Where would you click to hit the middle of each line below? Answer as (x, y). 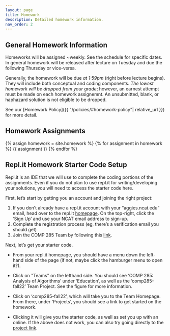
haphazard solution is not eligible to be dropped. (56, 100)
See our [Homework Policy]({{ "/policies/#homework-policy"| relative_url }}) (85, 110)
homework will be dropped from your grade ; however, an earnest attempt (82, 89)
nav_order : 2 (19, 24)
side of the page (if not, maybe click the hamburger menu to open (94, 260)
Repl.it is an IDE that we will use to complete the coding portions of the (79, 177)
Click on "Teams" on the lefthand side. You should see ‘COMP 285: (83, 275)
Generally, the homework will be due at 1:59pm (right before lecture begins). (85, 78)
